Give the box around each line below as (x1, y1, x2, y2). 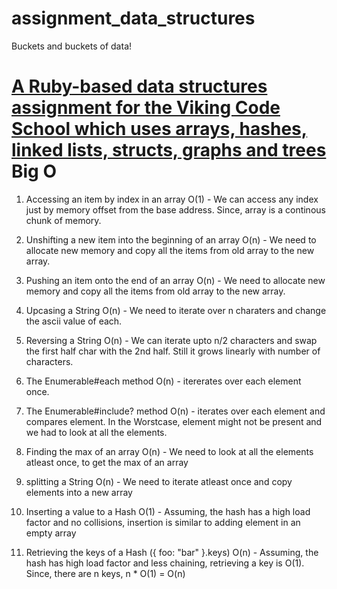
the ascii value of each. (25, 315, 123, 327)
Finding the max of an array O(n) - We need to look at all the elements (25, 445, 314, 457)
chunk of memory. (25, 214, 102, 226)
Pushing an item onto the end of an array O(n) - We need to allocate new (25, 274, 326, 286)
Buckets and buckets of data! (11, 40, 133, 52)
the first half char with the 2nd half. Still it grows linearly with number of (25, 345, 321, 357)
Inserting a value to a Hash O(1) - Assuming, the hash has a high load (25, 505, 311, 517)
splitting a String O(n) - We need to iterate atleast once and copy (25, 475, 293, 487)
